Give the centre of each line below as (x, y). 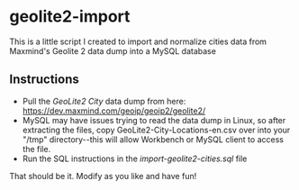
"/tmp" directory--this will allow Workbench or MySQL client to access (153, 139)
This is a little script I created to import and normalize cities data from (138, 41)
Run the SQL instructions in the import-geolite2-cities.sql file (135, 158)
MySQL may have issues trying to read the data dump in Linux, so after (154, 120)
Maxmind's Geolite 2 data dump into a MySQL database (113, 50)
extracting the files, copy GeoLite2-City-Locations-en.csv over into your (156, 130)
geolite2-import (70, 17)
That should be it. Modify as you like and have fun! (103, 176)
